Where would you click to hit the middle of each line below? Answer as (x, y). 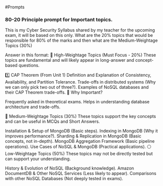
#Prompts (15, 7)
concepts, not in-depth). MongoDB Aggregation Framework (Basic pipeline (80, 141)
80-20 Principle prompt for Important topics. (59, 19)
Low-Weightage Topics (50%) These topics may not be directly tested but (79, 154)
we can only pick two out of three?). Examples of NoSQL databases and (77, 87)
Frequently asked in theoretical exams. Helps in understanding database (77, 102)
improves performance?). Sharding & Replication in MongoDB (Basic (73, 136)
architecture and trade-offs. (33, 107)
